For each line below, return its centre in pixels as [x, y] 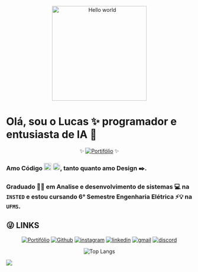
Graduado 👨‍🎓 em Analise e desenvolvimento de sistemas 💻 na [98, 187]
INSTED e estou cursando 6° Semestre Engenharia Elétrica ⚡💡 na [99, 197]
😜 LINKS [23, 225]
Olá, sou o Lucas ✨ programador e [92, 122]
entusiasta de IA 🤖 [52, 135]
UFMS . [13, 206]
